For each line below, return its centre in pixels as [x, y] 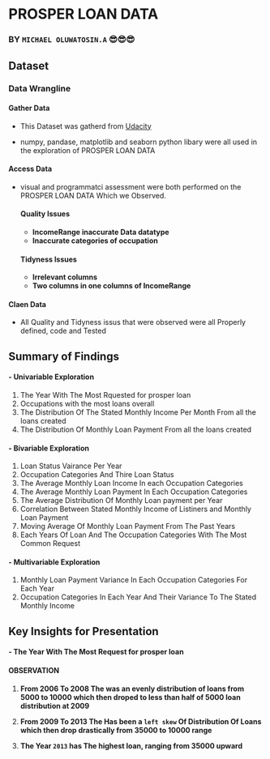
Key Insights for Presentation [84, 631]
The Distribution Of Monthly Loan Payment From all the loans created [136, 429]
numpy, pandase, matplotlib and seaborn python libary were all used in [139, 142]
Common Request [50, 544]
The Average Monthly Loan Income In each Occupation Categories [131, 484]
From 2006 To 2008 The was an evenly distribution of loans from [132, 689]
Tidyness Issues [48, 259]
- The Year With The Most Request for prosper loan [96, 652]
